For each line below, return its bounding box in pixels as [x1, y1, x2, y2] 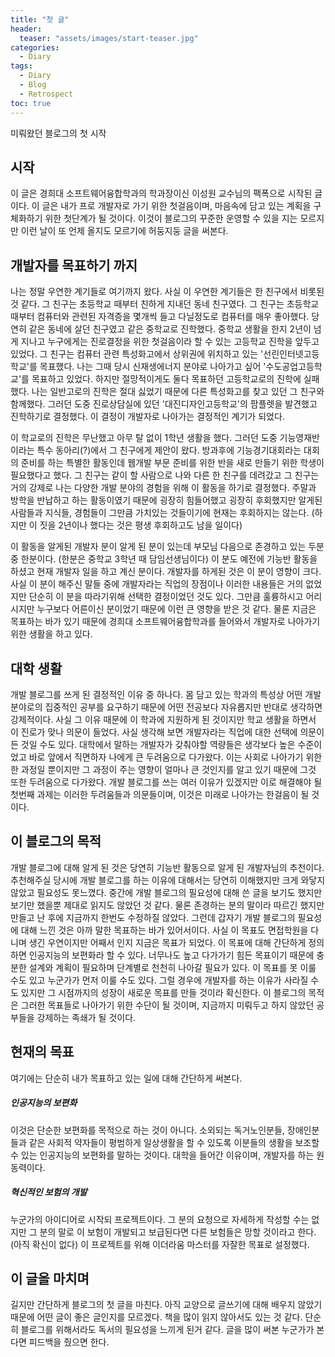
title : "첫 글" [10, 14, 70, 25]
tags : [10, 61, 33, 71]
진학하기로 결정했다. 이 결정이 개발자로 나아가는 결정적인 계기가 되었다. [10, 411, 285, 423]
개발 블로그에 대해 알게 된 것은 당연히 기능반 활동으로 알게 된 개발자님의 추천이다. [10, 861, 325, 873]
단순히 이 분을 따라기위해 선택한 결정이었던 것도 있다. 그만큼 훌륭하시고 [28, 591, 304, 603]
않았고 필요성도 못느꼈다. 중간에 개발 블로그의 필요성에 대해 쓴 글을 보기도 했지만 [10, 886, 323, 898]
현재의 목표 [10, 1044, 75, 1061]
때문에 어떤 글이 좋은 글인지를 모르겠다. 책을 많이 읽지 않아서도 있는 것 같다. [10, 1311, 303, 1323]
